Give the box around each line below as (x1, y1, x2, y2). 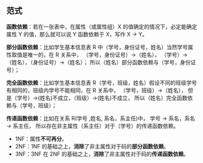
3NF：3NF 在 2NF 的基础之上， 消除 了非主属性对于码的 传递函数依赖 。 (15, 150, 189, 158)
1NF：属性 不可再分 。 (15, 135, 68, 142)
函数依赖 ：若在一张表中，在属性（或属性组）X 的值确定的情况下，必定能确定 (6, 23, 198, 30)
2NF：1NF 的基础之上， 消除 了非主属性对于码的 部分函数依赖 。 (15, 142, 170, 150)
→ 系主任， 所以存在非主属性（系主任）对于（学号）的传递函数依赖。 (6, 122, 179, 129)
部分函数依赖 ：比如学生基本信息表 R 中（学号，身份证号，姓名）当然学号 (6, 43, 188, 50)
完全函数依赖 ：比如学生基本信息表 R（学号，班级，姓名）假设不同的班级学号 (6, 79, 197, 86)
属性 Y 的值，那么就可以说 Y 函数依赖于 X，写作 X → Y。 (6, 30, 148, 38)
